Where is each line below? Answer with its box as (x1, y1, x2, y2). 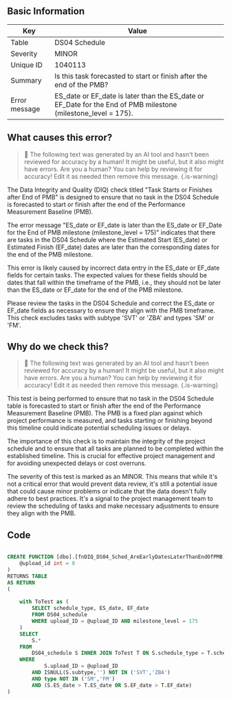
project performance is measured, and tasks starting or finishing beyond (7, 417, 212, 425)
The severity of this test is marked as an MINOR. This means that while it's (7, 473, 218, 481)
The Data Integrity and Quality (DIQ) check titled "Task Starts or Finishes (7, 186, 213, 194)
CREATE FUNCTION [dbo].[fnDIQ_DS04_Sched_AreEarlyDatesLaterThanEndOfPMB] (7, 553, 226, 561)
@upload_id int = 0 (19, 560, 76, 567)
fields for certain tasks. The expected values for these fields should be (7, 270, 208, 279)
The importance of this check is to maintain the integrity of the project (7, 437, 206, 446)
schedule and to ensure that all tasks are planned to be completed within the (7, 444, 224, 453)
